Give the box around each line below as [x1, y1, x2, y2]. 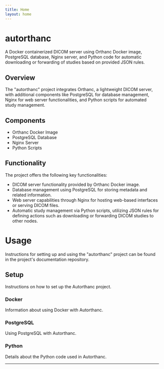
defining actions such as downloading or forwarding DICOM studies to [12, 212, 154, 218]
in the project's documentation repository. [5, 256, 89, 262]
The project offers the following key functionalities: [5, 172, 107, 178]
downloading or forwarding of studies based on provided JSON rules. [5, 59, 145, 65]
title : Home [5, 7, 29, 12]
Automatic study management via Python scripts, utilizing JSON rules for [12, 208, 159, 213]
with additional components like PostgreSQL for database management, [5, 92, 150, 98]
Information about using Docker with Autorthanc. [5, 307, 103, 313]
